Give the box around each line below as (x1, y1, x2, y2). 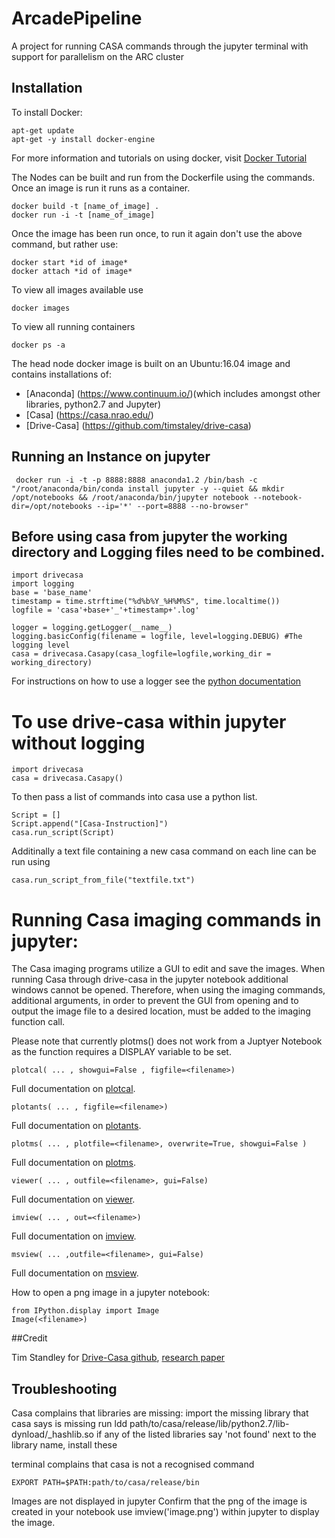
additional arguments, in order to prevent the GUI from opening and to (11, 995, 299, 1007)
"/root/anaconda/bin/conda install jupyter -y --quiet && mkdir (11, 483, 285, 494)
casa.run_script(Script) (11, 828, 115, 838)
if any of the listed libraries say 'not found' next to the (95, 1428, 317, 1441)
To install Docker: (11, 106, 83, 118)
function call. (11, 1016, 66, 1028)
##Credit (11, 1332, 48, 1344)
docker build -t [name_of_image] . (11, 201, 160, 211)
